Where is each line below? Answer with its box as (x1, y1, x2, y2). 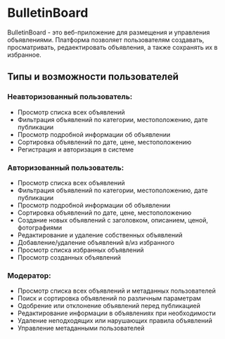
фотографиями (17, 223, 63, 232)
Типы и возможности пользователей (7, 71, 179, 83)
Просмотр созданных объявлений (17, 253, 122, 261)
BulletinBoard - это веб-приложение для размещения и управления (7, 28, 210, 36)
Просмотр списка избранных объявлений (17, 246, 144, 254)
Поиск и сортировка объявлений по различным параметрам (17, 294, 202, 303)
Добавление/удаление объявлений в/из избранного (17, 238, 174, 246)
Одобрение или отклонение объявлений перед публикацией (17, 302, 200, 310)
